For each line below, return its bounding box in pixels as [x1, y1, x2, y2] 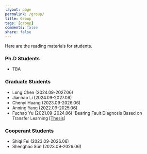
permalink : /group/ [5, 12, 45, 17]
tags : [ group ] [5, 20, 34, 26]
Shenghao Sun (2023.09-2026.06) [12, 143, 82, 149]
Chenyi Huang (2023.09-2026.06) [12, 100, 81, 105]
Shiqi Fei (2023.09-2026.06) [12, 138, 69, 144]
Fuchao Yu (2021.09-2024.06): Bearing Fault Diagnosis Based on [12, 110, 142, 116]
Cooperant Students [5, 127, 54, 134]
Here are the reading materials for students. [5, 43, 93, 49]
